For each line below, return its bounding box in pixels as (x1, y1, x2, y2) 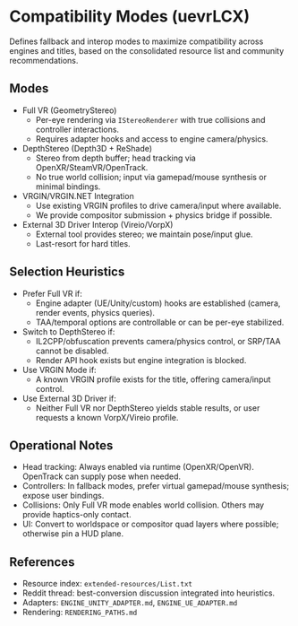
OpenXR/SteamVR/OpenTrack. (35, 161, 149, 172)
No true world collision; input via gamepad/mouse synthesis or (35, 171, 267, 182)
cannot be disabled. (35, 345, 109, 356)
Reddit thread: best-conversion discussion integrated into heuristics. (21, 587, 276, 598)
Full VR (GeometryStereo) (21, 105, 117, 116)
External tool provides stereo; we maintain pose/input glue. (35, 229, 253, 239)
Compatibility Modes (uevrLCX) (9, 6, 251, 27)
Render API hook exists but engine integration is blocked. (35, 354, 247, 365)
